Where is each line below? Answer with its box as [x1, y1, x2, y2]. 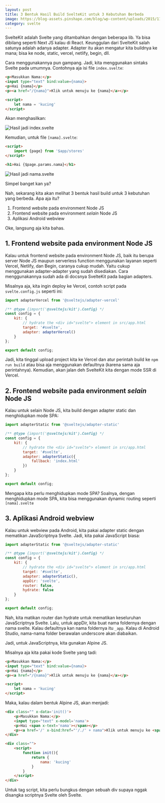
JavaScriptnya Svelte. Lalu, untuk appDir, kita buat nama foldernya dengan [5, 620, 156, 626]
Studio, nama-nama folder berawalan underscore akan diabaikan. [5, 630, 137, 636]
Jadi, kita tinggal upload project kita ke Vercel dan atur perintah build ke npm [5, 356, 158, 363]
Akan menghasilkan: [5, 115, 46, 121]
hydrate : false [23, 588, 54, 593]
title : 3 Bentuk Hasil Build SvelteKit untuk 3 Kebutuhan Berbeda [5, 12, 144, 17]
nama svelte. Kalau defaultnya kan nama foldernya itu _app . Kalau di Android [5, 625, 160, 631]
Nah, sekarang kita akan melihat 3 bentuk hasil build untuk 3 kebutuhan [5, 190, 150, 196]
